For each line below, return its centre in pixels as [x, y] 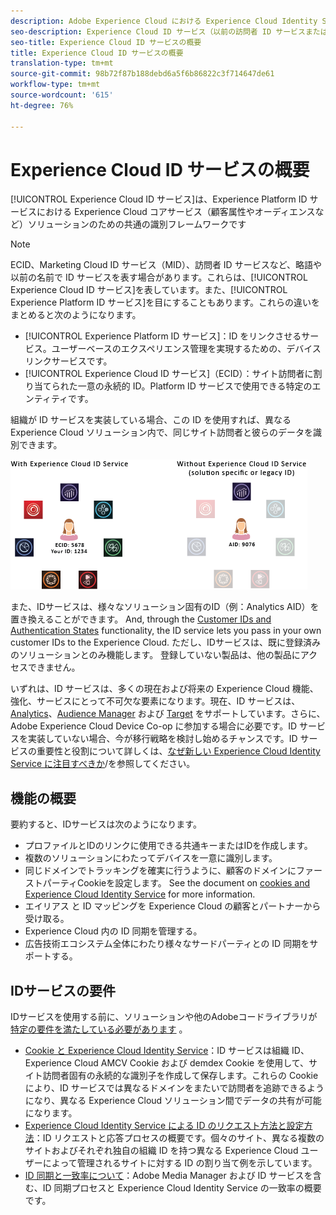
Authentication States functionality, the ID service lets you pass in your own [166, 631]
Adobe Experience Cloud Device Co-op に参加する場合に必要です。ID [153, 726]
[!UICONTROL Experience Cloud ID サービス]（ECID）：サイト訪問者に [169, 374]
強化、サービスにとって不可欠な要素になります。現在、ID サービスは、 [155, 701]
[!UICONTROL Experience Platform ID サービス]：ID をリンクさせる [163, 336]
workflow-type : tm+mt [55, 85]
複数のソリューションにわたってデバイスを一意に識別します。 [151, 858]
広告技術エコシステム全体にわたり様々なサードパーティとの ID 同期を [167, 944]
